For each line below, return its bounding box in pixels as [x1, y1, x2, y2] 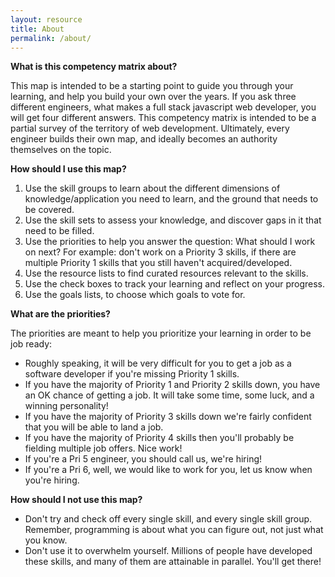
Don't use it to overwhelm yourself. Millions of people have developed [24, 545, 313, 557]
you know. [24, 534, 68, 546]
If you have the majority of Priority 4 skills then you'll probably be [24, 432, 295, 444]
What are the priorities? [10, 308, 111, 320]
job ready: [10, 338, 53, 350]
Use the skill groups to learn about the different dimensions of [24, 182, 281, 195]
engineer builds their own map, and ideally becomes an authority [10, 133, 278, 145]
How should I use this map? [10, 163, 127, 175]
